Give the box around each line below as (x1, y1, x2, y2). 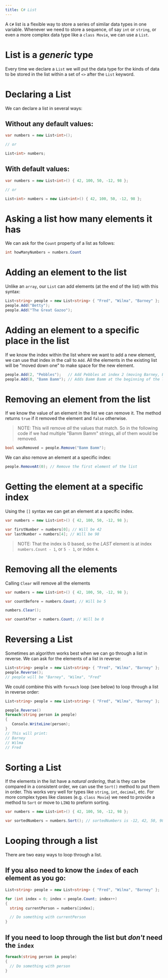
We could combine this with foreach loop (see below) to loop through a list (5, 684, 158, 690)
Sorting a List (5, 762, 61, 773)
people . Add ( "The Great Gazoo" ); (5, 307, 72, 313)
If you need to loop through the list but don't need (5, 933, 162, 941)
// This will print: (5, 731, 48, 736)
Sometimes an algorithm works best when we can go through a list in (5, 650, 147, 656)
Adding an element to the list (5, 267, 127, 278)
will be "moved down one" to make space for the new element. (5, 362, 135, 368)
